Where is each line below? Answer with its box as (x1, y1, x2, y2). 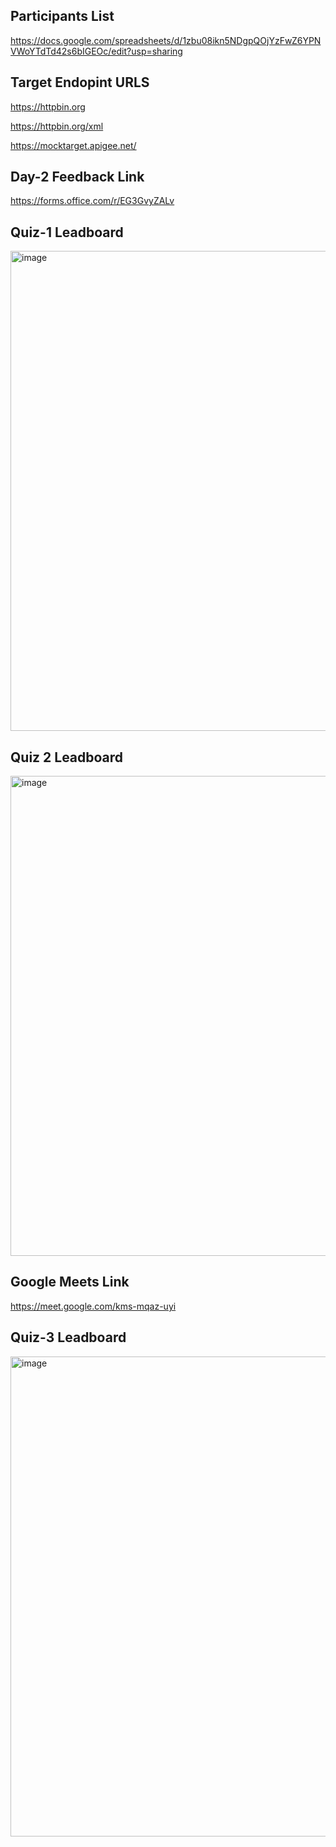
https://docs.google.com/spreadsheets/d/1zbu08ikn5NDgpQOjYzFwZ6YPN (10, 34, 322, 46)
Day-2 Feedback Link (10, 169, 145, 186)
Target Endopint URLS (10, 74, 150, 91)
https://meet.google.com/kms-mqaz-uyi (10, 1300, 177, 1312)
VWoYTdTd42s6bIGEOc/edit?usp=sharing (10, 45, 183, 57)
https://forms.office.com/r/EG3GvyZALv (10, 195, 175, 207)
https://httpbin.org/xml (10, 120, 104, 132)
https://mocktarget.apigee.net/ (10, 139, 137, 151)
